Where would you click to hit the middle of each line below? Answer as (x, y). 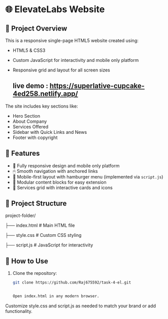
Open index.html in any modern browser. (56, 296)
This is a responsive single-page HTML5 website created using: (72, 41)
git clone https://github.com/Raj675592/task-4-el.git (72, 282)
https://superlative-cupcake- (97, 86)
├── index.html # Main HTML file (40, 225)
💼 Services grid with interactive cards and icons (62, 187)
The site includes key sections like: (42, 106)
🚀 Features (23, 153)
